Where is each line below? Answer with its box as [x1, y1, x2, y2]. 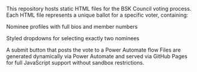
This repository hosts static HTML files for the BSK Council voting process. [6, 5, 192, 12]
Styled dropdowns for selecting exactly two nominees [6, 35, 140, 41]
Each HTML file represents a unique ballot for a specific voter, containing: [6, 11, 189, 19]
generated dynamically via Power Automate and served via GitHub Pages [6, 53, 188, 59]
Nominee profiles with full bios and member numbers [6, 23, 138, 30]
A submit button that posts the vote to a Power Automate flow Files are [6, 46, 181, 53]
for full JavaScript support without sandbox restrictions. [6, 59, 145, 66]
